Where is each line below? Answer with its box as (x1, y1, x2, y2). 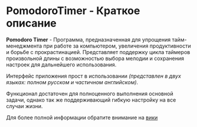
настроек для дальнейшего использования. (6, 61, 117, 68)
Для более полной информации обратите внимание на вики (6, 113, 158, 121)
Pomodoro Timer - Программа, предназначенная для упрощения (6, 36, 171, 43)
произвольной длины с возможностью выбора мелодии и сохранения (6, 55, 185, 62)
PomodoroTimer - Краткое (6, 4, 140, 18)
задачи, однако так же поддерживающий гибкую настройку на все (6, 96, 176, 103)
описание (6, 16, 57, 30)
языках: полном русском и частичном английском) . (6, 78, 139, 86)
